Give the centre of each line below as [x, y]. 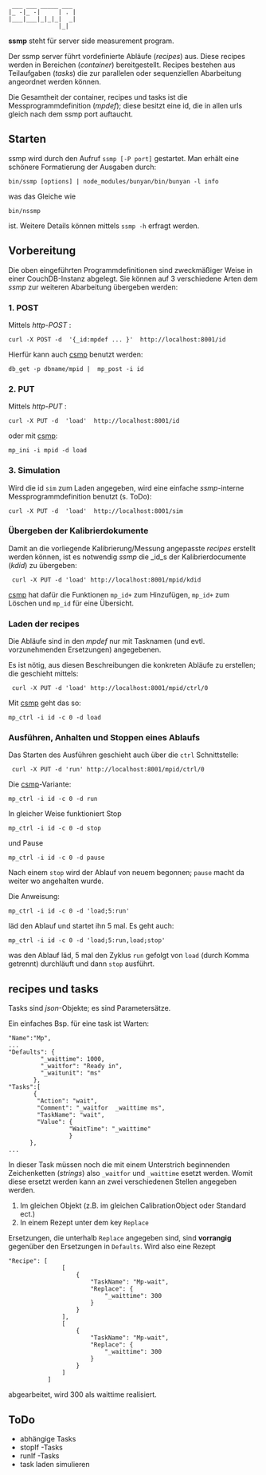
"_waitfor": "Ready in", [82, 1067]
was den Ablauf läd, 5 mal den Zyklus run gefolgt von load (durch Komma [129, 956]
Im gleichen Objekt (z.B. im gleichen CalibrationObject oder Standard [133, 1205]
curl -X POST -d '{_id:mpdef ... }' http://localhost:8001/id [117, 339]
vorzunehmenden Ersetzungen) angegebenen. [85, 650]
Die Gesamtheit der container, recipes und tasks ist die [98, 97]
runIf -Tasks [39, 1456]
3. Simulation [34, 471]
